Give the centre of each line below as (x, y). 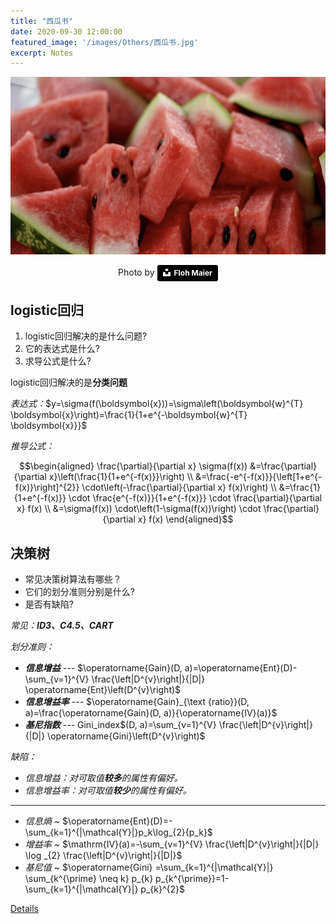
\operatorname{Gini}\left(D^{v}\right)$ (126, 736)
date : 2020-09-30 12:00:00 (66, 31)
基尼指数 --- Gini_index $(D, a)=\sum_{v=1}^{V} (120, 725)
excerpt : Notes (42, 53)
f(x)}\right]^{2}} (47, 487)
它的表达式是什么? (62, 349)
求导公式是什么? (58, 361)
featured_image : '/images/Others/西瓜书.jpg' (104, 42)
